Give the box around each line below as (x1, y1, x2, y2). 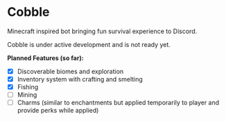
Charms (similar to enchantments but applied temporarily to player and (17, 98, 220, 107)
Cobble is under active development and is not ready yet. (7, 40, 171, 48)
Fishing (17, 83, 39, 91)
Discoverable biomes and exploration (17, 67, 124, 75)
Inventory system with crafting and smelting (17, 75, 144, 83)
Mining (17, 91, 37, 99)
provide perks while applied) (17, 106, 99, 115)
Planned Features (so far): (7, 53, 85, 62)
